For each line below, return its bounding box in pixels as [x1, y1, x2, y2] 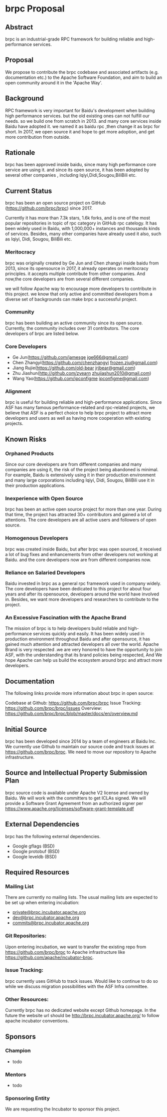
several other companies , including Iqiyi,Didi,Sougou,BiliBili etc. [5, 172, 137, 178]
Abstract [5, 23, 33, 31]
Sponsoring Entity [5, 1095, 50, 1102]
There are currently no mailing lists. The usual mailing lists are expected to [5, 894, 158, 900]
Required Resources [5, 868, 70, 876]
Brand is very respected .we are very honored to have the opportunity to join [5, 647, 163, 653]
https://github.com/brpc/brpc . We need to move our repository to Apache [5, 749, 157, 755]
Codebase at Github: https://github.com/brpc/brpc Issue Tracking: [5, 700, 142, 706]
